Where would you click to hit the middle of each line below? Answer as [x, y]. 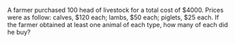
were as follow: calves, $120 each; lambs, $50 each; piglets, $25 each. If [113, 17]
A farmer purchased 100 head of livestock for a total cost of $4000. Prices [115, 10]
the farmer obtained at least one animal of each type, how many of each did [117, 25]
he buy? [19, 32]
